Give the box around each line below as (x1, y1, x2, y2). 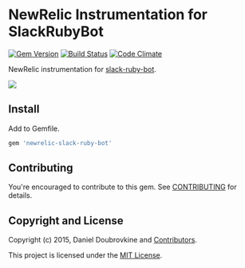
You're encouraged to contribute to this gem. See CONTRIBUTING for (8, 182, 237, 192)
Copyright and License (8, 214, 124, 227)
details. (8, 191, 33, 200)
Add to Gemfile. (8, 124, 60, 133)
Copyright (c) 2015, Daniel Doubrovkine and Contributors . (8, 235, 198, 245)
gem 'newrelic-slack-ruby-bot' (8, 139, 113, 147)
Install (8, 102, 40, 116)
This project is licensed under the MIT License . (8, 250, 163, 260)
